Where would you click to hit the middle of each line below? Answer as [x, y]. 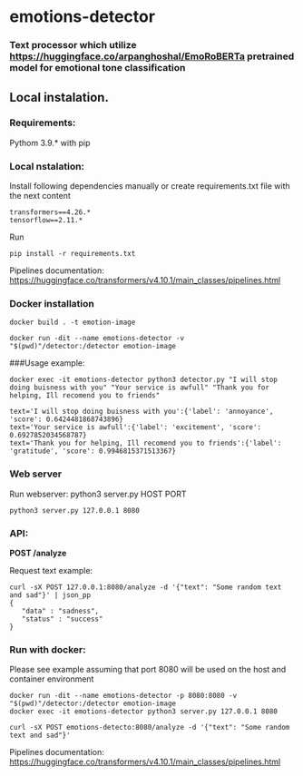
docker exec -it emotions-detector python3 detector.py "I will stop [144, 380]
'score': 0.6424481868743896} [67, 419]
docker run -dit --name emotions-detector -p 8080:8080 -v [123, 696]
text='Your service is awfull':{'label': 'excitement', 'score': [135, 427]
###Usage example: [47, 363]
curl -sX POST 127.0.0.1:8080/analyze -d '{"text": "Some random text [146, 587]
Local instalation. [59, 97]
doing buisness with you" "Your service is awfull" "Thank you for [140, 388]
